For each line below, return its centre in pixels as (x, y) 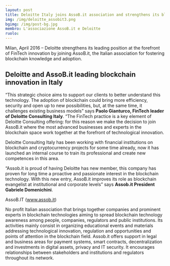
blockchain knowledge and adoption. (44, 59)
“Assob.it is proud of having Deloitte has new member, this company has (81, 168)
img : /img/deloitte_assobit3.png (40, 19)
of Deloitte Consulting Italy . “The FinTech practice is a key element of (78, 116)
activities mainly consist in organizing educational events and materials (79, 225)
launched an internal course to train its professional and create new (75, 153)
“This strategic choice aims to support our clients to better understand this (83, 95)
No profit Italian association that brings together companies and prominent (83, 209)
